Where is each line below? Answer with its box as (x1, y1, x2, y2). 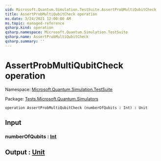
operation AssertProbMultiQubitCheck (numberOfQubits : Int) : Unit (5, 105, 148, 110)
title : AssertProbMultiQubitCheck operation (5, 12, 97, 17)
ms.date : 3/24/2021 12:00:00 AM (5, 16, 71, 21)
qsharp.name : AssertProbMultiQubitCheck (5, 35, 89, 40)
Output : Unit (5, 148, 45, 157)
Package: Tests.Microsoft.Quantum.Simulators (5, 96, 99, 101)
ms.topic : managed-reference (5, 20, 65, 26)
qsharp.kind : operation (5, 25, 54, 30)
